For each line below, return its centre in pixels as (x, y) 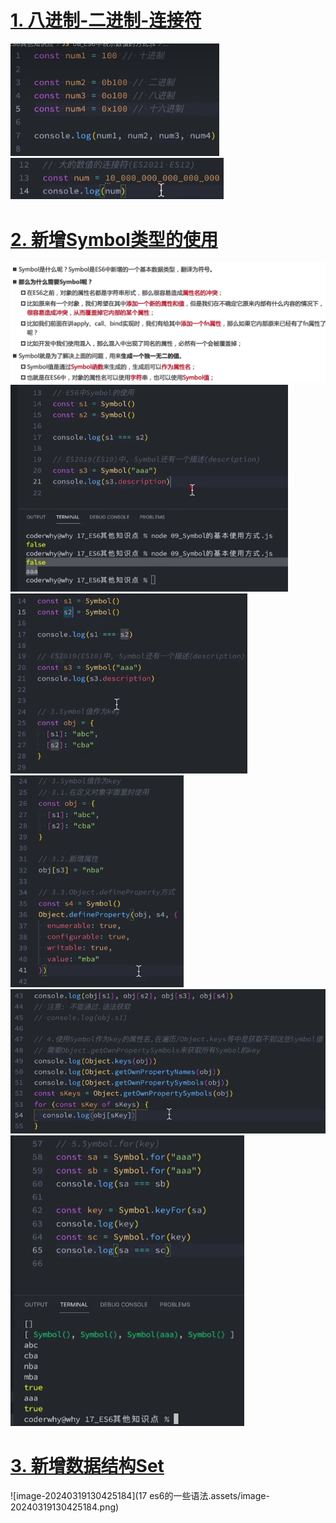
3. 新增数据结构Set (87, 1466)
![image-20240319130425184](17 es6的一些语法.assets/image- (140, 1496)
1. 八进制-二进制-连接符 (106, 20)
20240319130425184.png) (65, 1507)
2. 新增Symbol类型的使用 (114, 239)
